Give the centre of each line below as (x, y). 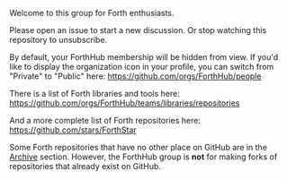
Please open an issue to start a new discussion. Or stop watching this (138, 30)
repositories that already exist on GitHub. (85, 166)
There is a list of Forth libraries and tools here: (94, 94)
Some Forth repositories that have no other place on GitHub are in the (139, 147)
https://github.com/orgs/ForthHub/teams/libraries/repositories (125, 103)
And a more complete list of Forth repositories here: (105, 120)
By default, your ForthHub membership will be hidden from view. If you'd (144, 57)
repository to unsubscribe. (58, 40)
